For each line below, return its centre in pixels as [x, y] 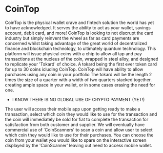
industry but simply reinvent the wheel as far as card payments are [72, 38]
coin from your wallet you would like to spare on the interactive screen [76, 140]
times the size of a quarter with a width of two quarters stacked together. [79, 80]
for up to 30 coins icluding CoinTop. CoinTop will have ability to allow [74, 69]
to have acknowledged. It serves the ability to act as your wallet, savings [78, 27]
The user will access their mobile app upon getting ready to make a [73, 109]
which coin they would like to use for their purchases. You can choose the [79, 135]
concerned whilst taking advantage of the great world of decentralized [76, 43]
